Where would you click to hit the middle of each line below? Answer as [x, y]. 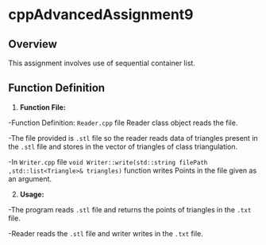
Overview [33, 44]
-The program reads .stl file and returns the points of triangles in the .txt [130, 209]
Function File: [42, 107]
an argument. [30, 179]
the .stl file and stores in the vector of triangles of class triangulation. [123, 146]
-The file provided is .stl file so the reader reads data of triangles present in [133, 138]
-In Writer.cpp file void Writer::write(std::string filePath [108, 161]
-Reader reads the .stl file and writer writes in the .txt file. [106, 233]
